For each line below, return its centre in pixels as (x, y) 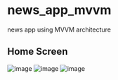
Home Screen (38, 52)
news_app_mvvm (59, 10)
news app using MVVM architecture (59, 29)
